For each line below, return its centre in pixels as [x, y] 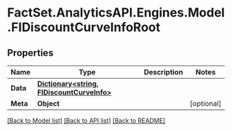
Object [48, 103]
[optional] [205, 103]
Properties [30, 53]
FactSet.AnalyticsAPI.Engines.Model [116, 13]
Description [164, 72]
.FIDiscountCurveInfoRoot [84, 27]
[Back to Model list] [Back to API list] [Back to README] [86, 121]
